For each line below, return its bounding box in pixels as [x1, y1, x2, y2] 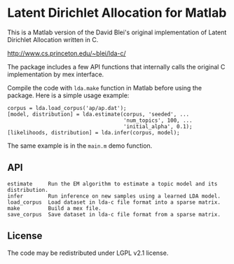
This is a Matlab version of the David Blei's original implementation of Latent [7, 28, 227, 36]
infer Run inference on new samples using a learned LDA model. [7, 193, 221, 200]
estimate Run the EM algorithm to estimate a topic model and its [7, 180, 218, 187]
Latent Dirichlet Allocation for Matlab [7, 5, 227, 21]
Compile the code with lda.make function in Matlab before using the [7, 83, 202, 92]
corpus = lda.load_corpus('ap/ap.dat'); [7, 104, 128, 111]
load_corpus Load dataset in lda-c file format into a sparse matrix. [7, 198, 221, 206]
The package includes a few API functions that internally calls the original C [7, 62, 226, 71]
